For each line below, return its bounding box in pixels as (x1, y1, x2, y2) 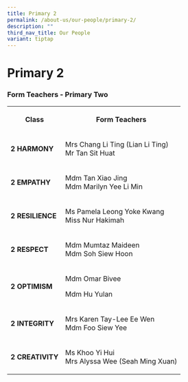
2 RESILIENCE (10, 211, 57, 220)
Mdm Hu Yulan (64, 289, 113, 299)
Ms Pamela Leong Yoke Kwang (64, 206, 165, 216)
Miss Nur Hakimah (64, 215, 125, 224)
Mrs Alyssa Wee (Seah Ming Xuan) (64, 356, 178, 365)
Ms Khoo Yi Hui (64, 348, 115, 357)
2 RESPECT (10, 244, 49, 254)
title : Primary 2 (7, 10, 57, 17)
